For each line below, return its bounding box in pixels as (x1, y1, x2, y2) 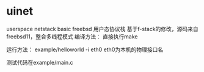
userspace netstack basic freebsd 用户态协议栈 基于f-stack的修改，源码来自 (6, 25, 199, 32)
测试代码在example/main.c (6, 59, 73, 66)
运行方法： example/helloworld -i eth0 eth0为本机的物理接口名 (6, 46, 164, 53)
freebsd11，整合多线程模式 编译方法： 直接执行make (6, 32, 138, 40)
